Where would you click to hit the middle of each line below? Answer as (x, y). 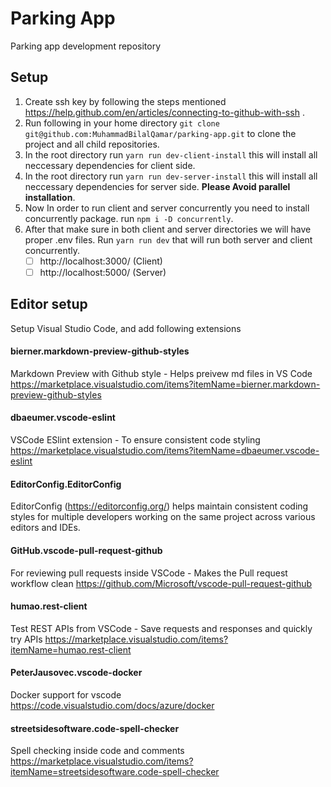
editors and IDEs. (45, 528)
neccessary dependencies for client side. (110, 165)
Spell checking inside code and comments (97, 751)
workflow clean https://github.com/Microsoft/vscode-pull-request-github (161, 583)
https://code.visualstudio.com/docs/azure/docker (112, 705)
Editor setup (49, 304)
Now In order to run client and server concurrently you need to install (167, 208)
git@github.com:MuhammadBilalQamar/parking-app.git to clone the (160, 133)
